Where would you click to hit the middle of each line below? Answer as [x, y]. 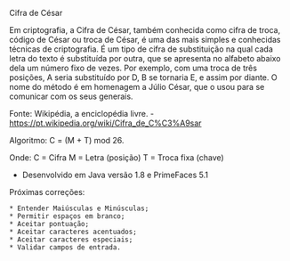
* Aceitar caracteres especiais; [71, 240]
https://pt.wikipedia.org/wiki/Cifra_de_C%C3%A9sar [105, 123]
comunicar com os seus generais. [71, 96]
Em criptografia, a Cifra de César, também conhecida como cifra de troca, [145, 30]
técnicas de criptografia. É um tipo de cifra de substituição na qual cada [141, 49]
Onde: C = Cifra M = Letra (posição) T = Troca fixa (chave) [117, 158]
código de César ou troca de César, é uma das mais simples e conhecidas [145, 40]
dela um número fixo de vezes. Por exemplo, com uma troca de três [133, 68]
